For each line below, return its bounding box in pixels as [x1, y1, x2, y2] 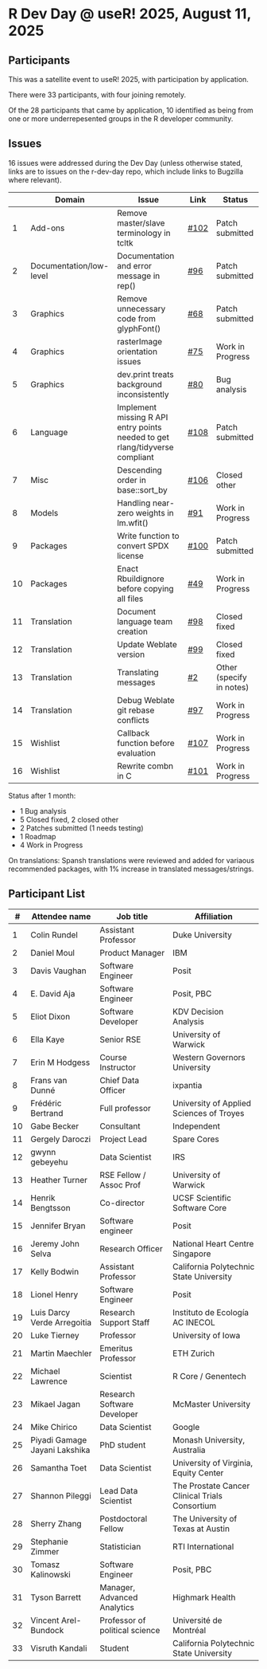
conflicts [116, 714, 149, 725]
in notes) [215, 681, 250, 693]
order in [116, 474, 147, 485]
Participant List [8, 887, 86, 901]
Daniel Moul [30, 947, 75, 958]
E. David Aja [30, 988, 75, 999]
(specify [215, 671, 248, 682]
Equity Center [172, 1467, 224, 1479]
